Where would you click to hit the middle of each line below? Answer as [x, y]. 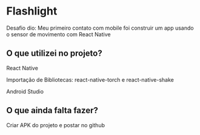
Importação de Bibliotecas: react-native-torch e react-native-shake [90, 79]
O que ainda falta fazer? [52, 110]
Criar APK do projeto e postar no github [55, 125]
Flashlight [32, 11]
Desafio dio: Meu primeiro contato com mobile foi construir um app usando [100, 28]
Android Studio [25, 91]
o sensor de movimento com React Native [58, 34]
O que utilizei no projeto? [54, 54]
